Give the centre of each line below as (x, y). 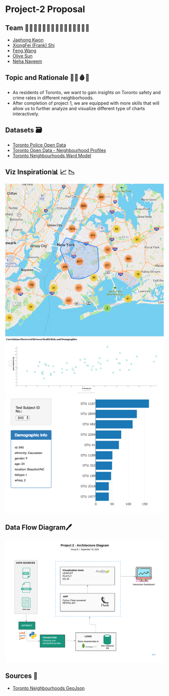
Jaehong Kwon (28, 40)
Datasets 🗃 (24, 130)
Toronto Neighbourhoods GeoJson (49, 688)
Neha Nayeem (27, 61)
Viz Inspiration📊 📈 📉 (40, 172)
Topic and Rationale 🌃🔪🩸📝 (47, 78)
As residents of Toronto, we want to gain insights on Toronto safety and (87, 92)
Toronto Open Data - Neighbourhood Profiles (59, 150)
